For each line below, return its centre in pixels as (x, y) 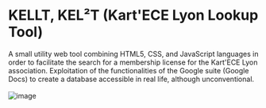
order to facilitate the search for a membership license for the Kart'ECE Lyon (133, 62)
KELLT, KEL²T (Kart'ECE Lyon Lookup (133, 15)
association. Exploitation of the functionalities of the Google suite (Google (129, 70)
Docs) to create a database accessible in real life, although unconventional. (131, 79)
